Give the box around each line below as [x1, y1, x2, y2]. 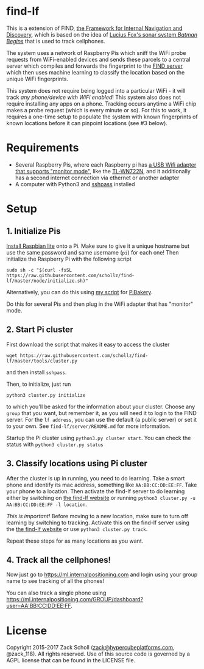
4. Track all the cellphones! [6, 554, 111, 565]
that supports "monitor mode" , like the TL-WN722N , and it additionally [15, 167, 191, 175]
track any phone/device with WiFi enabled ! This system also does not [6, 93, 181, 101]
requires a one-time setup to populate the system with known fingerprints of [6, 113, 198, 120]
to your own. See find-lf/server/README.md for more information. [6, 422, 171, 430]
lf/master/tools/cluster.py [6, 358, 78, 364]
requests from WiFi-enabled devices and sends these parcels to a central [6, 56, 191, 63]
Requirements [6, 141, 79, 155]
